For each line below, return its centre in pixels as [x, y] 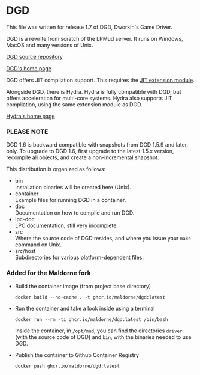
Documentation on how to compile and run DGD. [75, 213]
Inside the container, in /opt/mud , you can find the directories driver [99, 331]
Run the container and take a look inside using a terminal [85, 308]
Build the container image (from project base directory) [83, 286]
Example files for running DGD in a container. [70, 200]
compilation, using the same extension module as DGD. [74, 104]
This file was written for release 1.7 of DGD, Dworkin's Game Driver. [89, 27]
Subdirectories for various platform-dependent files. [79, 258]
